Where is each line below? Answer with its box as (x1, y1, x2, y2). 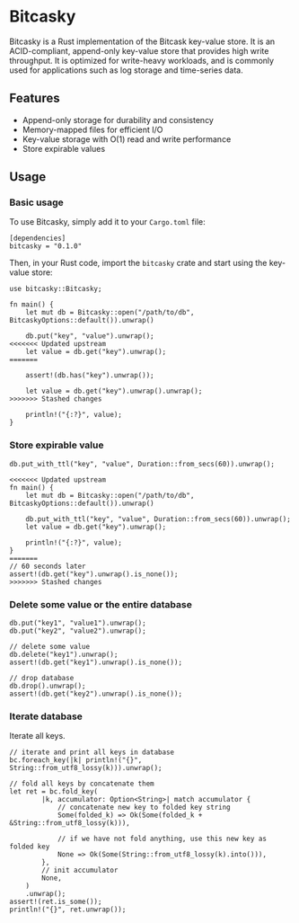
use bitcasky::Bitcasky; (9, 285, 102, 294)
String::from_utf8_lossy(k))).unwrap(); (9, 764, 163, 773)
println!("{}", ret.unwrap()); (9, 905, 127, 914)
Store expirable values (22, 143, 106, 154)
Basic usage (9, 196, 65, 209)
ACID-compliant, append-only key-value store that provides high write (9, 45, 269, 56)
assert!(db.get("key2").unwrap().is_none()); (9, 689, 182, 698)
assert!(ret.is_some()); (9, 897, 102, 907)
